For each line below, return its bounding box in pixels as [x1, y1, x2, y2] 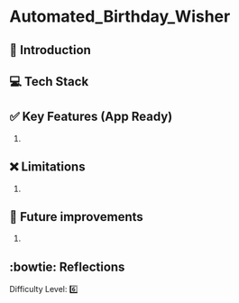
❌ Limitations [9, 160, 86, 175]
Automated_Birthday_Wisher [9, 6, 231, 27]
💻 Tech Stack [9, 74, 89, 89]
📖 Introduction [9, 42, 92, 58]
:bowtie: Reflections [9, 259, 125, 274]
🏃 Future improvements [9, 209, 144, 225]
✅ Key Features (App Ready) [9, 109, 173, 124]
